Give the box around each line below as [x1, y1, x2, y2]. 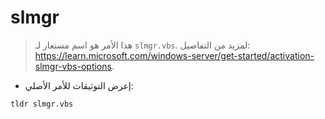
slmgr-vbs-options [34, 60, 112, 72]
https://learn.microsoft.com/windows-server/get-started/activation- [34, 49, 315, 61]
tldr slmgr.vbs [10, 99, 74, 109]
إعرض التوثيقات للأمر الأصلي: [24, 79, 134, 91]
